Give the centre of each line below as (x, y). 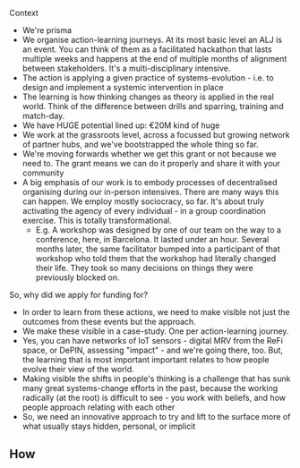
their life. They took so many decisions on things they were (144, 268)
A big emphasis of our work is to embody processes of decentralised (150, 182)
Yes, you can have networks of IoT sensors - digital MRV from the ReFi (153, 340)
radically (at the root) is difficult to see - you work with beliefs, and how (154, 398)
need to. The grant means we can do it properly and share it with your (151, 163)
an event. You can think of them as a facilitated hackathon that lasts (147, 49)
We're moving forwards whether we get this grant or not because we (149, 154)
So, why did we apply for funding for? (79, 295)
